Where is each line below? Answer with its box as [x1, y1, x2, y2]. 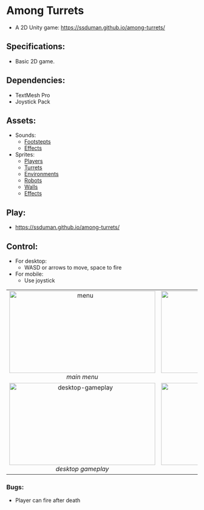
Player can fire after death [15, 497, 81, 504]
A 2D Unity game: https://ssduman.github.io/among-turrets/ [15, 24, 165, 31]
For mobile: [15, 270, 44, 278]
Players [24, 158, 43, 165]
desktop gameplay [55, 465, 109, 473]
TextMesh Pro [15, 91, 50, 99]
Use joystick [24, 277, 55, 284]
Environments [24, 170, 59, 178]
